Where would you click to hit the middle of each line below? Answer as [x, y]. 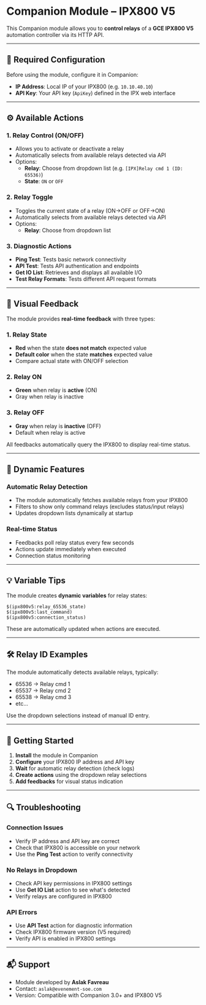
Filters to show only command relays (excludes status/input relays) [100, 506]
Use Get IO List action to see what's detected [73, 890]
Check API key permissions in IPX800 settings [74, 884]
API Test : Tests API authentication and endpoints [77, 266]
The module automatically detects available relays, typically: [82, 672]
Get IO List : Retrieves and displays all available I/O [79, 273]
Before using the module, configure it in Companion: [73, 74]
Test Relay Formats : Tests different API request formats [86, 279]
